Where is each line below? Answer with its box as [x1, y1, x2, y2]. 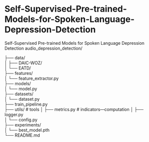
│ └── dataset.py [4, 96, 40, 102]
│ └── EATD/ [4, 65, 31, 71]
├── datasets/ [4, 91, 34, 97]
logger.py [4, 111, 24, 117]
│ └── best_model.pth [4, 127, 50, 133]
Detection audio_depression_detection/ [4, 45, 83, 51]
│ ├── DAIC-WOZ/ [4, 60, 42, 66]
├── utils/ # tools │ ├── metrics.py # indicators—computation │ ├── [4, 106, 144, 112]
